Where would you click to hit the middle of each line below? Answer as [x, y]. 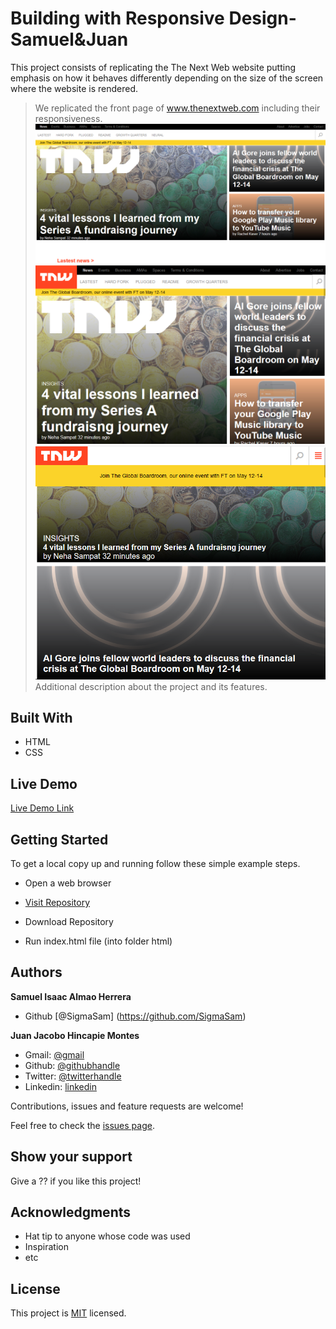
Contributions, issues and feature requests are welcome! [127, 1106]
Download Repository [69, 921]
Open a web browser [68, 883]
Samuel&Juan [69, 39]
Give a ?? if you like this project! [76, 1181]
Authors [36, 972]
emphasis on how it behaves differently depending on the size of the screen [167, 78]
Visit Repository [57, 902]
